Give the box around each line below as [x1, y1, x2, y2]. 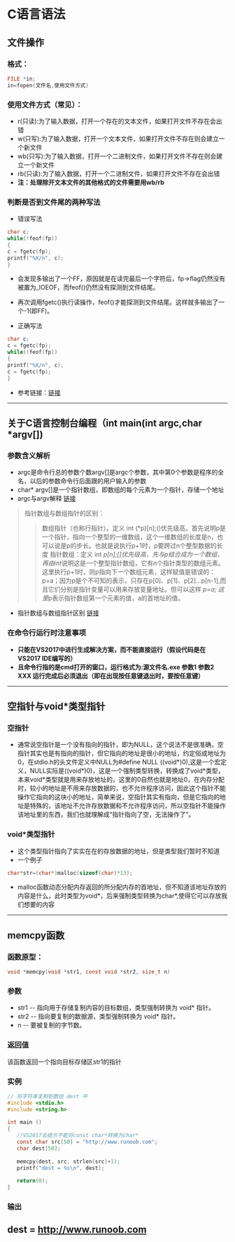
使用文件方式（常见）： [7, 99, 83, 109]
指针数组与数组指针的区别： [24, 509, 105, 517]
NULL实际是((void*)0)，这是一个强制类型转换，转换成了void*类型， [29, 766, 225, 775]
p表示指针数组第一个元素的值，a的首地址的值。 [48, 594, 185, 602]
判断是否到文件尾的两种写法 [7, 197, 101, 207]
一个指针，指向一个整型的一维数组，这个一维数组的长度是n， [41, 533, 218, 541]
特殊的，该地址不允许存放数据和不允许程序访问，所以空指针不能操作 [29, 801, 226, 810]
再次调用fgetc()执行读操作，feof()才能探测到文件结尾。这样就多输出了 [17, 298, 219, 306]
